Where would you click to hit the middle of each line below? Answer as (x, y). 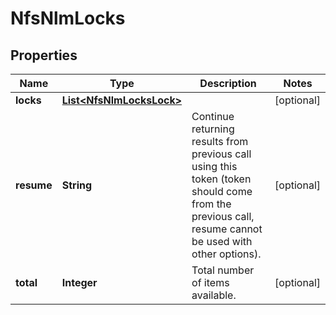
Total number (223, 270)
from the (211, 204)
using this (214, 166)
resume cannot (227, 229)
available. (214, 295)
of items (210, 282)
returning (213, 129)
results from (220, 141)
